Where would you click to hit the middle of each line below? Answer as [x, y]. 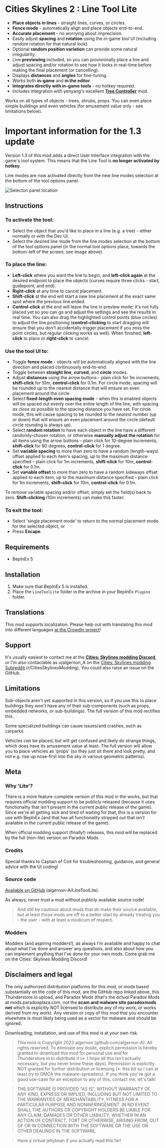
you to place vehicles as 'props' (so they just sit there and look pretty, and [80, 751]
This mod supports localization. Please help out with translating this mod [79, 624]
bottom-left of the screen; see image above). [58, 252]
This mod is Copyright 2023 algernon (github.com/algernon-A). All [85, 1042]
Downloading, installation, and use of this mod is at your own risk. [72, 1033]
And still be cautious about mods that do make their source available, [87, 909]
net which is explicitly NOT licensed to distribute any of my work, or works [81, 1008]
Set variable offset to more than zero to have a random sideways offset [85, 472]
